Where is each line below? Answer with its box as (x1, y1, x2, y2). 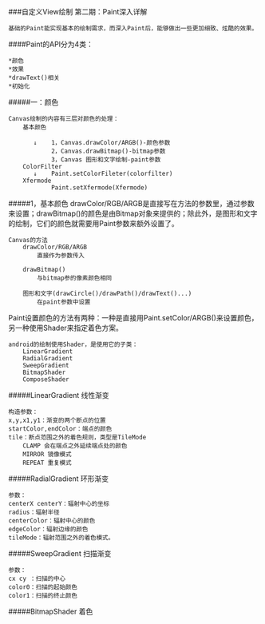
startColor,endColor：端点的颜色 (8, 425, 113, 433)
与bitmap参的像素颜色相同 (37, 274, 113, 282)
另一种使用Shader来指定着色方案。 (8, 323, 124, 332)
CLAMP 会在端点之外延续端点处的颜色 (22, 442, 128, 450)
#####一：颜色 (8, 97, 59, 106)
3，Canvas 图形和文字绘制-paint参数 (50, 156, 161, 164)
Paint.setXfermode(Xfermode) (50, 184, 148, 192)
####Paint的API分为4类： (8, 39, 93, 49)
